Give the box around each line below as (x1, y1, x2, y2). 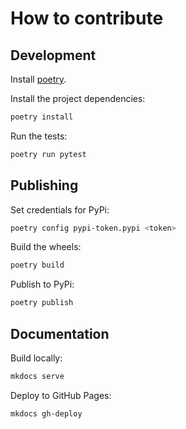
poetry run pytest (10, 149, 87, 159)
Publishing (10, 177, 79, 194)
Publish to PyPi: (10, 278, 75, 291)
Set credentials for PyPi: (10, 203, 110, 216)
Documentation (10, 325, 110, 342)
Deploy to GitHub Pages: (10, 389, 112, 401)
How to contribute (10, 7, 164, 30)
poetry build (10, 260, 65, 271)
